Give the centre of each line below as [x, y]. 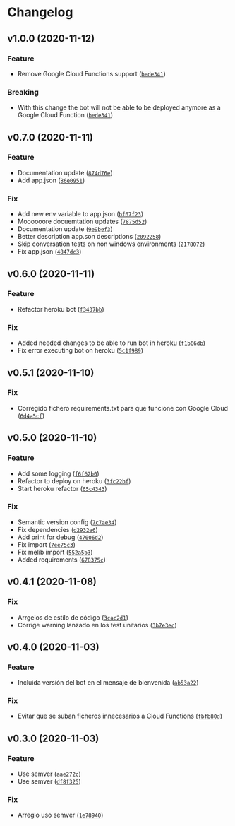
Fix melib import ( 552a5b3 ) [55, 552]
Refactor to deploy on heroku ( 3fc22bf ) [74, 480]
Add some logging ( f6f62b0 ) [59, 473]
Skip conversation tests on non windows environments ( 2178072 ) [111, 244]
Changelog [40, 12]
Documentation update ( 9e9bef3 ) [65, 229]
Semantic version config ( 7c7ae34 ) [67, 522]
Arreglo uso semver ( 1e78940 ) [60, 815]
